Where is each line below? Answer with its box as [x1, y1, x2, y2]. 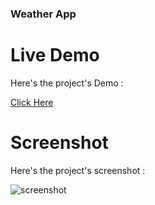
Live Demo [10, 44, 100, 67]
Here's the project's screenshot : [10, 164, 146, 176]
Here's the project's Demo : [10, 77, 124, 89]
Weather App [10, 7, 77, 21]
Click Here [10, 96, 54, 108]
